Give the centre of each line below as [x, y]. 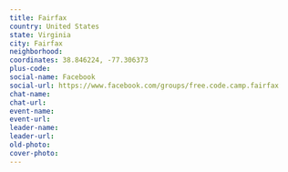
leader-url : [32, 137]
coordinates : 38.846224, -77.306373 [79, 60]
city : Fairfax [36, 43]
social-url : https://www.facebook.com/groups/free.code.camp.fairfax [144, 86]
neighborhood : [36, 52]
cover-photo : [34, 153]
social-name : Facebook [52, 77]
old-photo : [30, 145]
